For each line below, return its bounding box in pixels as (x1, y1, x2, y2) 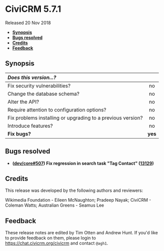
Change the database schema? (7, 90, 80, 97)
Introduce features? (7, 122, 53, 129)
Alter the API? (7, 98, 39, 105)
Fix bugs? (7, 130, 31, 137)
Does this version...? (7, 74, 57, 81)
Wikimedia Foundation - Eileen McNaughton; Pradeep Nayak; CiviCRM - (5, 197, 152, 203)
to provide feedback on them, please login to (5, 235, 96, 241)
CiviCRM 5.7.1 (5, 3, 62, 15)
